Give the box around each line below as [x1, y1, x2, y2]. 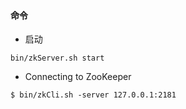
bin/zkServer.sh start [10, 53, 105, 64]
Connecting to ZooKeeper [24, 71, 132, 83]
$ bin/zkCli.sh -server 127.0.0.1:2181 [10, 90, 177, 100]
